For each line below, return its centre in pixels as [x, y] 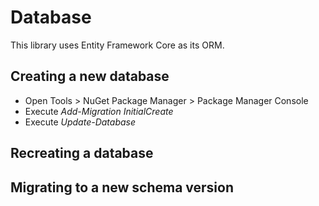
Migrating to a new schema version [122, 187]
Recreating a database [82, 153]
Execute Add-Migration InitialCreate [99, 111]
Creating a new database [90, 76]
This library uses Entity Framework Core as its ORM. [117, 45]
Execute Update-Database [80, 122]
